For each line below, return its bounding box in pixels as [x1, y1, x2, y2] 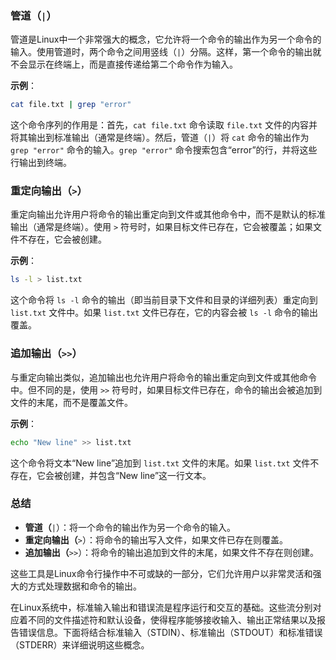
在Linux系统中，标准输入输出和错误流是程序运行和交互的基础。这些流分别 [10, 601, 313, 613]
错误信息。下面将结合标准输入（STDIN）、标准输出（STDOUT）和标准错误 [18, 626, 323, 638]
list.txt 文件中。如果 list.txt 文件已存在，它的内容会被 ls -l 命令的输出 [10, 307, 319, 319]
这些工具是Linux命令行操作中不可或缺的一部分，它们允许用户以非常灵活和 [10, 567, 313, 579]
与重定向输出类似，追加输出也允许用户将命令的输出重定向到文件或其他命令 [10, 371, 317, 383]
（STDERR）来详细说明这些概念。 [10, 638, 150, 651]
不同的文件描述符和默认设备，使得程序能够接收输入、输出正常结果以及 [27, 613, 317, 626]
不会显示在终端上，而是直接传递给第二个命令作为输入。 [10, 58, 238, 71]
